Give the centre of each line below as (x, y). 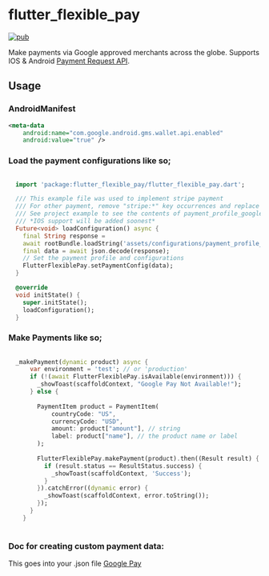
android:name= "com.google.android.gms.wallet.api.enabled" (123, 133)
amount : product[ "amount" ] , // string (116, 429)
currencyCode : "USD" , (87, 422)
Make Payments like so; (55, 338)
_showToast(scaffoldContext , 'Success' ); (121, 474)
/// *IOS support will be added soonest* (86, 222)
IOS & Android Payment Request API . (69, 61)
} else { (44, 392)
